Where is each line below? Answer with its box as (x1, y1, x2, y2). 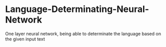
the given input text (5, 36, 45, 42)
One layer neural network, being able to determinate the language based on (5, 30, 161, 36)
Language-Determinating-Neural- (5, 3, 149, 15)
